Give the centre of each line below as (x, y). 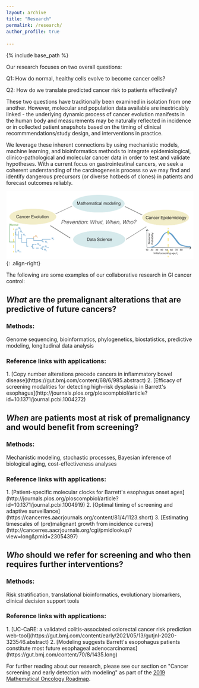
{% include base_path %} (37, 55)
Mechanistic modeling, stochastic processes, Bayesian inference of (89, 457)
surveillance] (45, 511)
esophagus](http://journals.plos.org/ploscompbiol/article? (77, 393)
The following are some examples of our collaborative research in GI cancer (99, 275)
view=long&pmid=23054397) (42, 536)
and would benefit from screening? (72, 427)
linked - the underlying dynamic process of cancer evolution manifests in (96, 114)
